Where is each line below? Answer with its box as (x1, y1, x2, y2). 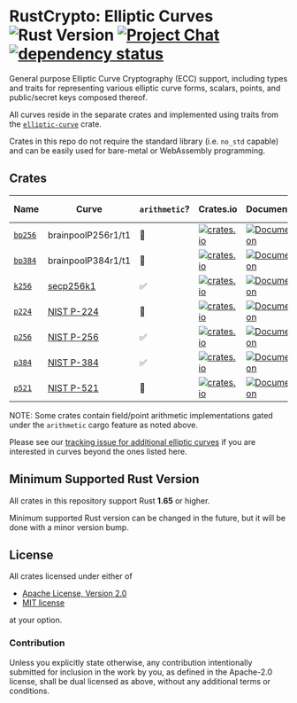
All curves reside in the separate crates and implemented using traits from (9, 109, 279, 120)
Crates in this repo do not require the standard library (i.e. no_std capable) (9, 136, 279, 146)
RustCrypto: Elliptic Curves (9, 6, 214, 27)
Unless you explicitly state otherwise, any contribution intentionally (9, 657, 253, 668)
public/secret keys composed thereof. (9, 91, 148, 103)
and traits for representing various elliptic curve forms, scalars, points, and (9, 82, 281, 93)
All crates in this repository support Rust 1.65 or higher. (9, 495, 210, 506)
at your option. (9, 614, 63, 626)
